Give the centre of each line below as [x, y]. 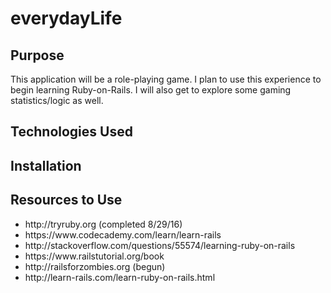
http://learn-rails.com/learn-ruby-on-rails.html [120, 277]
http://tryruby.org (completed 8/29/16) [103, 224]
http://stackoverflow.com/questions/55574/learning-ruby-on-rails [160, 245]
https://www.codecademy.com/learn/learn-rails [123, 234]
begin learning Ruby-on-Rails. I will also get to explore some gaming [151, 90]
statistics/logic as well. [57, 100]
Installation [46, 165]
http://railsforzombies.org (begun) [95, 266]
